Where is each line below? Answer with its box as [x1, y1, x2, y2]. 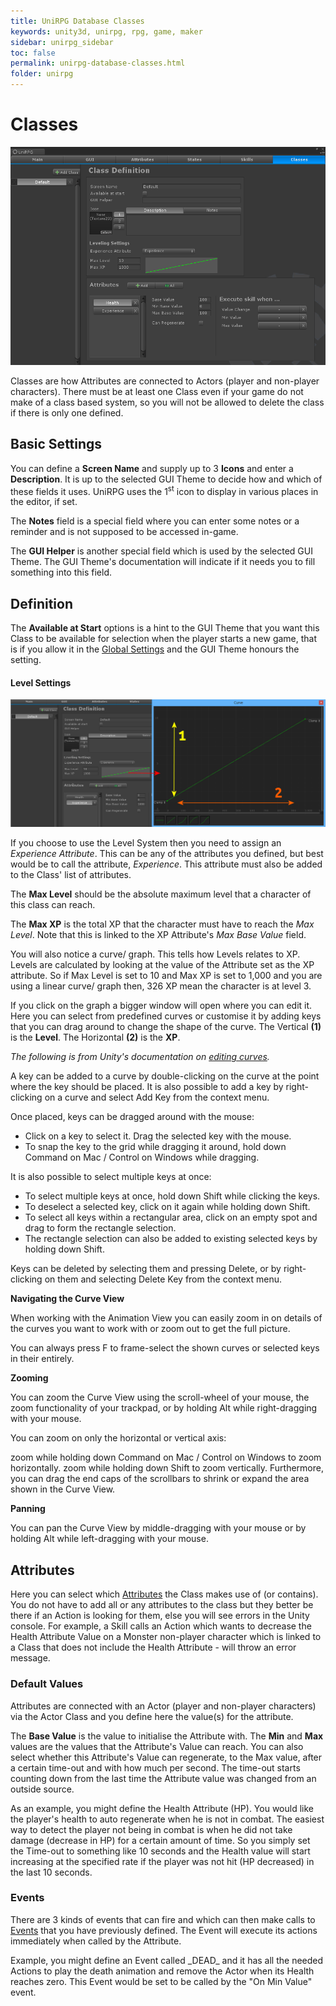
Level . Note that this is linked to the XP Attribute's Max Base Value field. [10, 929, 307, 941]
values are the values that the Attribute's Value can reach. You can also [10, 1740, 304, 1752]
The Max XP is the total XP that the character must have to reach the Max [10, 918, 315, 930]
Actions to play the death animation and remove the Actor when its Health [10, 1965, 315, 1977]
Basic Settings [10, 436, 103, 453]
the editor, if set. [10, 496, 78, 508]
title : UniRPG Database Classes [10, 16, 145, 26]
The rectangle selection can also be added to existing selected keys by [24, 1233, 318, 1245]
